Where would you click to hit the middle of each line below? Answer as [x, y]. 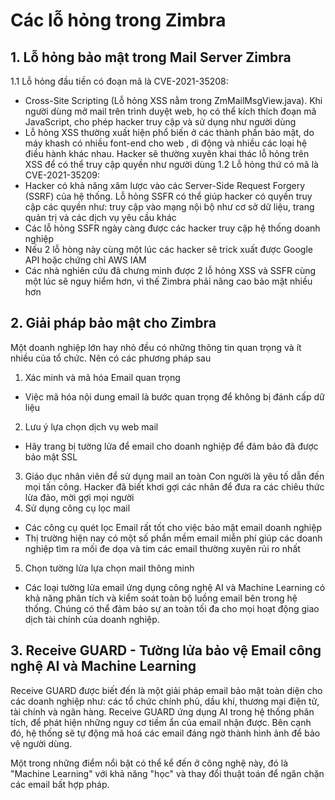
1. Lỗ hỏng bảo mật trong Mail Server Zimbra [151, 57]
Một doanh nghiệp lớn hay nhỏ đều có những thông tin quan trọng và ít [156, 347]
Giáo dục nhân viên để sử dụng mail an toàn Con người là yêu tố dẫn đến [174, 476]
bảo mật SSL [51, 456]
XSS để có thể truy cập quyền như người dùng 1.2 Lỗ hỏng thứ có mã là [171, 164]
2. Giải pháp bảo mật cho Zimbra [113, 323]
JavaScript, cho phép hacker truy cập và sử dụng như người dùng [160, 122]
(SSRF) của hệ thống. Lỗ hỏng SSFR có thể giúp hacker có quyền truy [168, 196]
